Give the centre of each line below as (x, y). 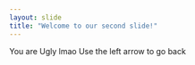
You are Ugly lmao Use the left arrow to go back (97, 51)
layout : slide (36, 17)
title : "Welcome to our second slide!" (84, 26)
